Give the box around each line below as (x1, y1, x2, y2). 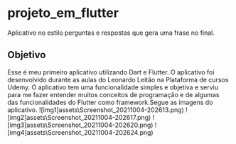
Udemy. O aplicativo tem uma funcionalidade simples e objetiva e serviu (7, 83, 219, 92)
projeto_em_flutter (7, 5, 119, 21)
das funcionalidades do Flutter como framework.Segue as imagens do (7, 98, 213, 106)
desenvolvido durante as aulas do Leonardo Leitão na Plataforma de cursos (7, 75, 229, 84)
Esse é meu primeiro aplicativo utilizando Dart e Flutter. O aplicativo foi (7, 67, 215, 76)
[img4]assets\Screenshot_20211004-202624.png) (7, 128, 154, 136)
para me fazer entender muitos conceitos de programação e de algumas (7, 90, 220, 99)
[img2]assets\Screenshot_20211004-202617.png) (7, 113, 151, 121)
